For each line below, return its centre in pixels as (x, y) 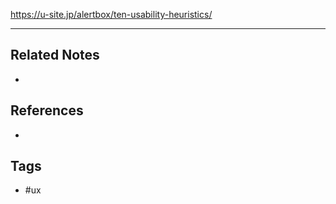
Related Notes (55, 55)
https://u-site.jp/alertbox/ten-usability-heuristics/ (111, 14)
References (47, 110)
